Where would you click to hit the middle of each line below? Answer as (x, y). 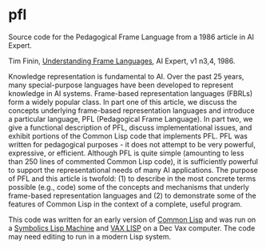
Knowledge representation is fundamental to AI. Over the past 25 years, (126, 76)
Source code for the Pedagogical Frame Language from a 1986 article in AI (131, 37)
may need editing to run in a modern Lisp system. (90, 236)
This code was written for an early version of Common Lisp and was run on (132, 219)
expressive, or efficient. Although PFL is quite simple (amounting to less (126, 153)
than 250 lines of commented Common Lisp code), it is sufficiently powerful (133, 161)
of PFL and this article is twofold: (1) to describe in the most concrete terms (132, 179)
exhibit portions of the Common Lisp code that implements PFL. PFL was (128, 136)
